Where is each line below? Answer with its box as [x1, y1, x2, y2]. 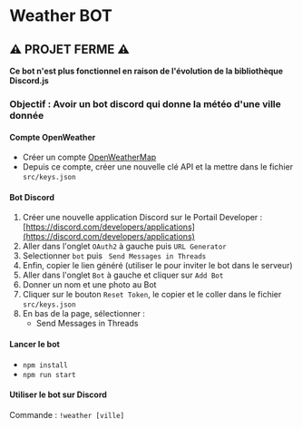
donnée [9, 109, 44, 122]
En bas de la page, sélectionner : [22, 308, 145, 319]
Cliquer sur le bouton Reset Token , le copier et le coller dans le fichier [22, 289, 282, 300]
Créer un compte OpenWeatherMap [22, 151, 157, 163]
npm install [22, 360, 68, 370]
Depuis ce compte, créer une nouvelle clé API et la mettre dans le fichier [22, 161, 293, 172]
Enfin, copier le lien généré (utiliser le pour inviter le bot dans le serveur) [22, 260, 293, 271]
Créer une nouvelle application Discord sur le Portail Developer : [22, 212, 263, 223]
